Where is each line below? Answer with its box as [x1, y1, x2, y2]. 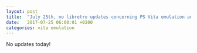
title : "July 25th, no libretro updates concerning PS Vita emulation [6, 14, 185, 20]
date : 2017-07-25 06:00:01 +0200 [6, 19, 93, 25]
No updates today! [6, 41, 51, 48]
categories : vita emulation [6, 24, 75, 31]
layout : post [6, 8, 38, 15]
